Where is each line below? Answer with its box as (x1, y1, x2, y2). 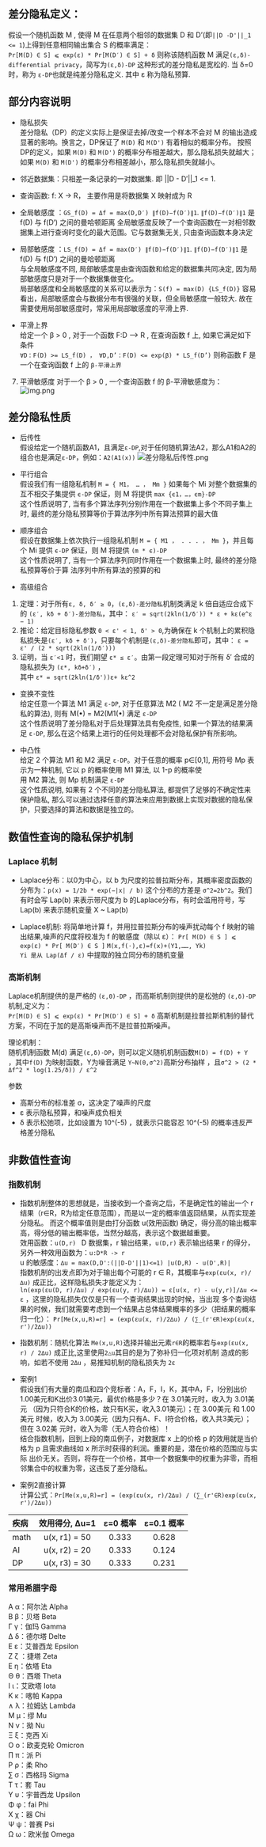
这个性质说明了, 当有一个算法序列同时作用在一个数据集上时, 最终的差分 (19, 556, 250, 565)
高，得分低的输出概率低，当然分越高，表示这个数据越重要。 (19, 1228, 215, 1238)
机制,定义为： (8, 1001, 53, 1011)
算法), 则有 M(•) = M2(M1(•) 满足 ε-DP (33, 709, 157, 719)
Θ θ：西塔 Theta (8, 1671, 62, 1681)
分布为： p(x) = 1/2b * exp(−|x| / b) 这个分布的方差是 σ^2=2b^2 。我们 (19, 886, 253, 895)
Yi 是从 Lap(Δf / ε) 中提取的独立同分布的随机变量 (19, 950, 184, 960)
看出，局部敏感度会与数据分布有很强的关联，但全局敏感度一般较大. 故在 (19, 294, 253, 303)
